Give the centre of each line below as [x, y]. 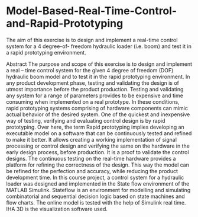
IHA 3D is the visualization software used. [57, 209]
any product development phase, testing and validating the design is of [92, 83]
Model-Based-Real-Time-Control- [92, 11]
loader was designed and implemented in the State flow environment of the [98, 184]
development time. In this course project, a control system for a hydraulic [95, 177]
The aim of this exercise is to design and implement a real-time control [92, 40]
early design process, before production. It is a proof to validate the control [98, 152]
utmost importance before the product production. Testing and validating [95, 89]
